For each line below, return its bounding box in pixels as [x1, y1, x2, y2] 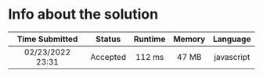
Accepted [90, 51, 127, 62]
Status [95, 33, 121, 44]
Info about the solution [8, 5, 159, 23]
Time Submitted [16, 33, 78, 44]
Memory [173, 33, 206, 44]
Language [212, 33, 251, 44]
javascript [214, 51, 250, 62]
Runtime [133, 33, 166, 44]
